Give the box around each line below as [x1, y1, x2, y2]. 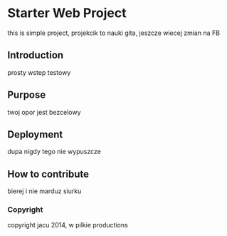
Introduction [7, 49, 64, 61]
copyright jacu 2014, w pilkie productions [7, 221, 128, 230]
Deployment [7, 128, 63, 140]
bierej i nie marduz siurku [7, 187, 82, 195]
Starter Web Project [7, 5, 127, 21]
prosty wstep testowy [7, 68, 71, 76]
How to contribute [7, 168, 90, 180]
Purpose [7, 89, 46, 101]
